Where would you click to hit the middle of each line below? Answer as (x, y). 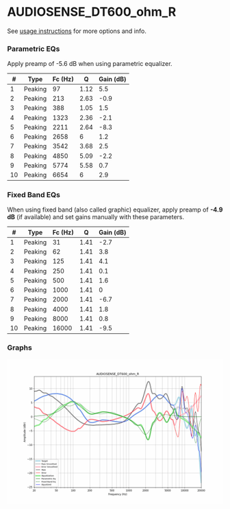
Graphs (20, 348)
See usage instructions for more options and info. (77, 31)
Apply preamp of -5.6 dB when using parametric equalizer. (90, 64)
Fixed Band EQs (34, 194)
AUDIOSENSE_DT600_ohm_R (92, 12)
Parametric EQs (34, 49)
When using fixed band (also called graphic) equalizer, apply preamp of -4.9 (115, 210)
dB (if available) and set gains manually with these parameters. (96, 217)
